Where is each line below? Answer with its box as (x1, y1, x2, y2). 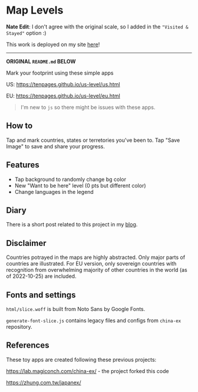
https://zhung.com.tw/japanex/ (6, 379, 81, 386)
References (6, 341, 49, 351)
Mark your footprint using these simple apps (6, 69, 114, 76)
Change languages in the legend (14, 188, 94, 195)
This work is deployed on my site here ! (6, 41, 100, 48)
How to (6, 121, 33, 131)
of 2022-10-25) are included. (6, 273, 77, 280)
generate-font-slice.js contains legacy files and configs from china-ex (6, 317, 181, 324)
